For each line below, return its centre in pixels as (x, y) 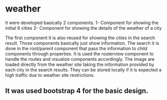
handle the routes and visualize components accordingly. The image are (80, 59)
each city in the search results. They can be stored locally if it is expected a (83, 70)
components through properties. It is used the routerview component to (79, 54)
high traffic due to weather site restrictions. (50, 75)
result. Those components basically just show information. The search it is (82, 43)
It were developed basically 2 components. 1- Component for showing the (82, 23)
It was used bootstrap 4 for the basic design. (77, 91)
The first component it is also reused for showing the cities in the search (80, 38)
